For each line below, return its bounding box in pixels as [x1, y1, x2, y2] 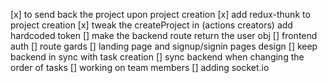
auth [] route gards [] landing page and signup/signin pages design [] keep [10, 40, 318, 52]
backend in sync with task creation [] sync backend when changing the [10, 51, 305, 63]
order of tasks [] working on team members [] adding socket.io [10, 62, 270, 73]
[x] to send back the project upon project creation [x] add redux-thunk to [10, 9, 311, 20]
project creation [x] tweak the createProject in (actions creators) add [10, 19, 293, 31]
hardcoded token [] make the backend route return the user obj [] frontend [10, 30, 318, 41]
